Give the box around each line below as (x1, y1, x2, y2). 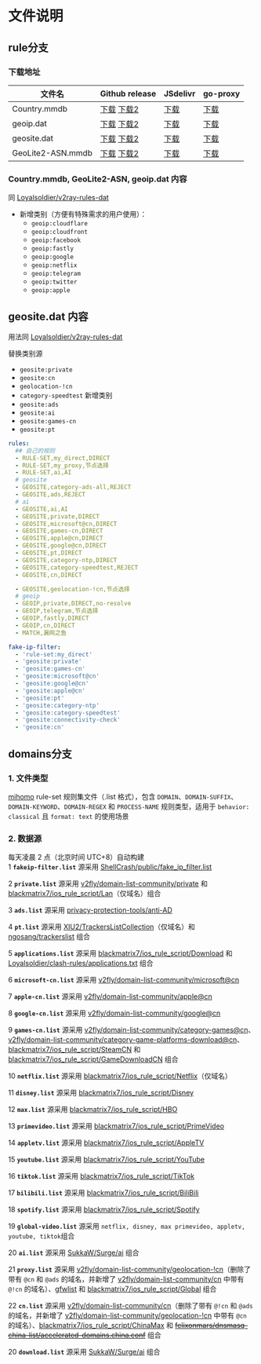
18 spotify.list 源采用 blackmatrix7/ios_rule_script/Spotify (8, 1205, 200, 1214)
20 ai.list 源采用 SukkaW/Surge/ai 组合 (8, 1248, 140, 1257)
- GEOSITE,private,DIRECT (15, 512, 100, 521)
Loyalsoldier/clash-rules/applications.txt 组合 (8, 959, 154, 968)
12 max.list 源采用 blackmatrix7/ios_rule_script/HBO (8, 1105, 178, 1114)
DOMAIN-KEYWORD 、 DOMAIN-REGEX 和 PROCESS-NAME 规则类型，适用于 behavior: (8, 802, 250, 811)
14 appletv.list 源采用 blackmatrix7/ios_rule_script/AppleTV (8, 1138, 205, 1147)
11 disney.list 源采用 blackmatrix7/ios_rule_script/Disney (8, 1088, 194, 1098)
